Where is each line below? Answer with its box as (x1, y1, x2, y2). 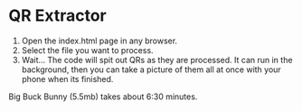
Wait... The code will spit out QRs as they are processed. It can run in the (21, 54, 293, 65)
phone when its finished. (21, 73, 114, 84)
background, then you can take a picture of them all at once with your (21, 64, 281, 75)
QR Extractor (8, 5, 107, 26)
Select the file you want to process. (21, 44, 155, 55)
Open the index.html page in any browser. (21, 35, 178, 46)
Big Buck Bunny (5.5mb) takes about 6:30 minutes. (8, 91, 198, 102)
